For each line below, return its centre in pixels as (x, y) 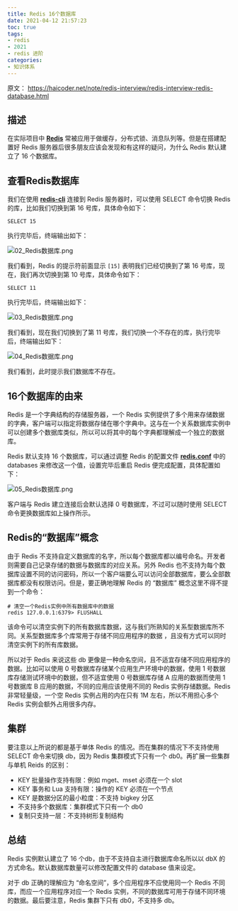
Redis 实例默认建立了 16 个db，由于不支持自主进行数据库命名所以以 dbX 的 (116, 858)
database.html (28, 96)
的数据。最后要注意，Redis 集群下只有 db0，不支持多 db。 (93, 900)
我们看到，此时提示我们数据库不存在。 (63, 372)
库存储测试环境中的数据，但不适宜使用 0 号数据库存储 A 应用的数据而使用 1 (116, 677)
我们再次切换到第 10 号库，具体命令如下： (80, 275)
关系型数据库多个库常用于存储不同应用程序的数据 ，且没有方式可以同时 (123, 635)
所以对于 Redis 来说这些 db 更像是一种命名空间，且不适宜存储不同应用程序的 (119, 659)
